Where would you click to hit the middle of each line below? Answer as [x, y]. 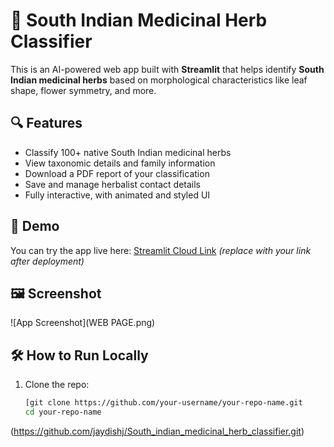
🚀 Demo [35, 226]
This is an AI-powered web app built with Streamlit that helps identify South [167, 69]
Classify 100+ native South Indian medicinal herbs [128, 152]
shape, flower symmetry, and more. [83, 90]
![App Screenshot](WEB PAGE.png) [83, 323]
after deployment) [47, 261]
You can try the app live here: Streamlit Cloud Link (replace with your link [161, 250]
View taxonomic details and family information [120, 163]
